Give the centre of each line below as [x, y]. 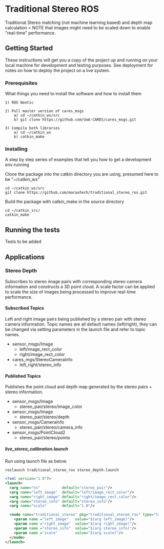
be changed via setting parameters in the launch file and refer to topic [75, 329]
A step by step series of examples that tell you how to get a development [78, 160]
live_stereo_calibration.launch [37, 449]
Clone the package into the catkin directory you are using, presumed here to [82, 174]
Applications [25, 257]
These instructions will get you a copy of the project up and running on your [81, 60]
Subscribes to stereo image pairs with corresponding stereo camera [74, 281]
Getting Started [29, 48]
